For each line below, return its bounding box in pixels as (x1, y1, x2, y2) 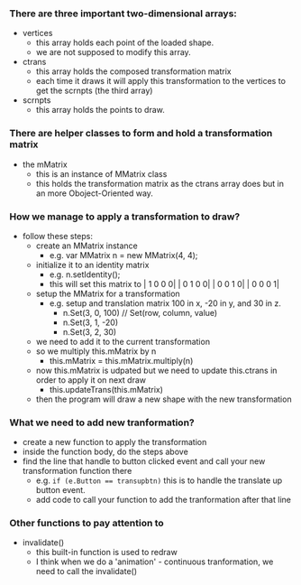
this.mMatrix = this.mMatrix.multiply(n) (49, 355, 194, 366)
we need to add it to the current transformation (35, 336, 210, 347)
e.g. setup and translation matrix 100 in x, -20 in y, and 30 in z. (49, 297, 282, 309)
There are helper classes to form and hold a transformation (9, 127, 273, 140)
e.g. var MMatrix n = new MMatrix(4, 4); (49, 249, 198, 260)
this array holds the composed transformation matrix (35, 66, 232, 77)
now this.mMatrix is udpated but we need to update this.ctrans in (35, 365, 278, 376)
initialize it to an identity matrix (35, 259, 150, 270)
